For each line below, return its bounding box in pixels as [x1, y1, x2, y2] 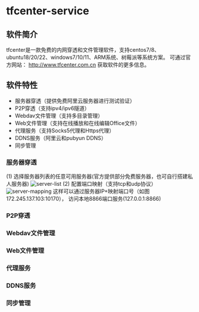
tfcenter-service [6, 4, 89, 18]
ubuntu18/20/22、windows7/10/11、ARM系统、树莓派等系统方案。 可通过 [6, 54, 186, 61]
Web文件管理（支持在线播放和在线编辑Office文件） [14, 119, 141, 126]
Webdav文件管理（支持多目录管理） [14, 112, 103, 119]
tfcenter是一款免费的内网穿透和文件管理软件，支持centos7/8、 [6, 46, 160, 53]
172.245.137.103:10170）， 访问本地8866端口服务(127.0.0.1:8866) [6, 195, 161, 202]
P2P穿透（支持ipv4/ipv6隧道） [14, 104, 91, 111]
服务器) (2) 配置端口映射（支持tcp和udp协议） [11, 180, 157, 188]
